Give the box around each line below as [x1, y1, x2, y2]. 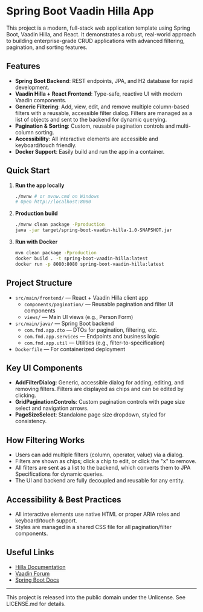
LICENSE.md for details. [6, 600, 66, 607]
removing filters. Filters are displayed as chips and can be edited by [14, 386, 184, 393]
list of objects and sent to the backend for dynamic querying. [14, 116, 167, 123]
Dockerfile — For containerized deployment [14, 345, 126, 352]
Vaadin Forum [14, 570, 50, 577]
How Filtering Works [6, 435, 85, 446]
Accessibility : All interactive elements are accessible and [14, 135, 158, 142]
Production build [14, 210, 59, 217]
